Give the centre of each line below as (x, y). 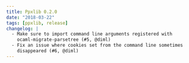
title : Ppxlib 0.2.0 (32, 12)
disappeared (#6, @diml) (48, 51)
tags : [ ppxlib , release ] (37, 23)
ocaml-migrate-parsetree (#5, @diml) (64, 40)
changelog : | (22, 28)
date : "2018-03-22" (31, 17)
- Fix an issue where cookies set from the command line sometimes (97, 46)
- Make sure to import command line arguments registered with (92, 34)
